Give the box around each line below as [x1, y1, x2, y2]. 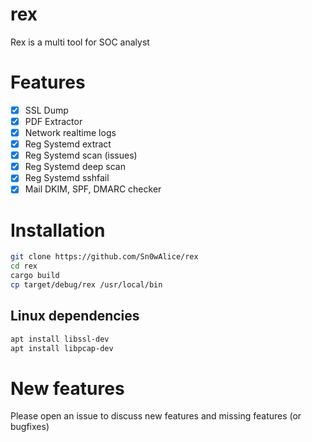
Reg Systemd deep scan [24, 161, 126, 173]
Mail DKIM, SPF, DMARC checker [24, 183, 162, 195]
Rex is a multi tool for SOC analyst [10, 36, 150, 48]
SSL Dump [24, 104, 69, 116]
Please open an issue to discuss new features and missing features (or [10, 410, 302, 422]
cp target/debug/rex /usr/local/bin [10, 279, 163, 290]
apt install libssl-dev [10, 334, 110, 344]
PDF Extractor [24, 115, 83, 127]
